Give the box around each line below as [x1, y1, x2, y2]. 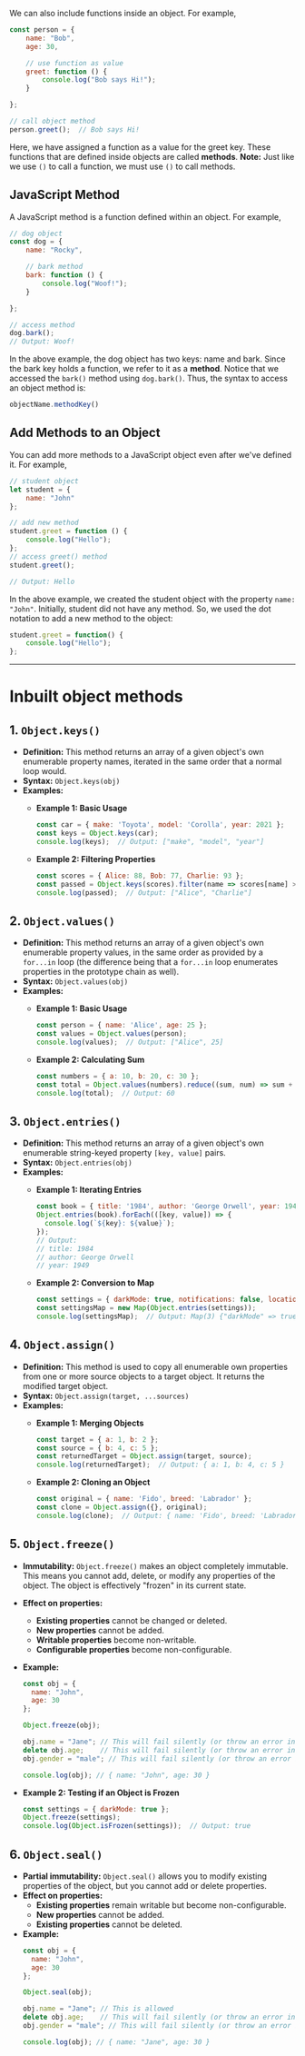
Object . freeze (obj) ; [22, 1721, 101, 1730]
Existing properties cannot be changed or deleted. [35, 1614, 228, 1625]
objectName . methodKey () [9, 400, 100, 410]
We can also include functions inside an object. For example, [9, 8, 237, 18]
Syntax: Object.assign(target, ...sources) [22, 1390, 190, 1401]
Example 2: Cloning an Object [35, 1476, 151, 1488]
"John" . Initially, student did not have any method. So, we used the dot [9, 603, 271, 614]
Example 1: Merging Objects [35, 1417, 144, 1428]
